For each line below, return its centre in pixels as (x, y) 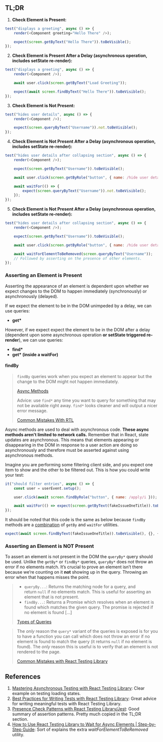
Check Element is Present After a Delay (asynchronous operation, (80, 56)
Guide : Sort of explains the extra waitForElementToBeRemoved (85, 729)
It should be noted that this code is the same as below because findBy (75, 520)
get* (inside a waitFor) (35, 354)
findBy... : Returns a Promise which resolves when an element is (89, 602)
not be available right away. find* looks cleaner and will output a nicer (87, 405)
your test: (15, 475)
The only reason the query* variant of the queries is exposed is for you (87, 631)
